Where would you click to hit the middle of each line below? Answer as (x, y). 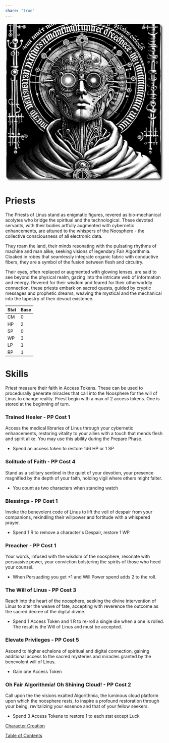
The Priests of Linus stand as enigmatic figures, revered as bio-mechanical (83, 215)
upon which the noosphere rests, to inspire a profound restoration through (82, 701)
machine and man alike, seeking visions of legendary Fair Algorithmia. (78, 251)
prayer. (13, 522)
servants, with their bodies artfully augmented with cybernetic (70, 225)
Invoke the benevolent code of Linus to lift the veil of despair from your (79, 512)
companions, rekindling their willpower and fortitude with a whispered (78, 517)
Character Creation (25, 726)
